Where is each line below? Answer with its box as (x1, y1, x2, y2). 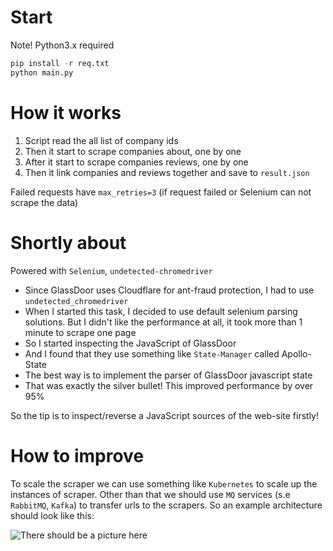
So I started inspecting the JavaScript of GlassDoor (24, 337, 237, 349)
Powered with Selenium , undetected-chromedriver (10, 264, 213, 276)
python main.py (10, 67, 74, 78)
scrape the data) (10, 196, 79, 208)
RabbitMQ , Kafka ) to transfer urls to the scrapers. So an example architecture (10, 499, 323, 511)
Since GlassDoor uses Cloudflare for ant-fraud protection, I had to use (24, 284, 315, 296)
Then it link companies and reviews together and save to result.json (24, 166, 310, 178)
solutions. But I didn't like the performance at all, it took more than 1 (24, 316, 303, 328)
